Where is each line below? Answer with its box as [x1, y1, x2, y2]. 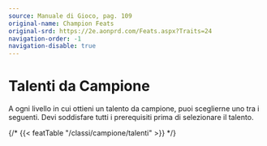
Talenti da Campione [8, 77, 150, 96]
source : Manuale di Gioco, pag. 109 [8, 11, 132, 20]
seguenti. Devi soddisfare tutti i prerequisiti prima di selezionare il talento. [8, 113, 254, 122]
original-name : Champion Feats [8, 19, 114, 28]
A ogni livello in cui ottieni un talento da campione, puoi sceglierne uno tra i [8, 104, 260, 114]
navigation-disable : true [8, 42, 96, 50]
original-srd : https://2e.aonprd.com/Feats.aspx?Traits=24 [8, 27, 213, 35]
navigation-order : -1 [8, 34, 82, 43]
